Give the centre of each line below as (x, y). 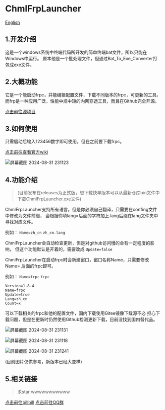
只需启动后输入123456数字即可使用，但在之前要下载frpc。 (65, 142)
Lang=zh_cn (16, 299)
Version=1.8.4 (20, 286)
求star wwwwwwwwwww (44, 392)
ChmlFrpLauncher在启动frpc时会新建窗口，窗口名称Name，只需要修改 (77, 260)
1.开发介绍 (21, 40)
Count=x (13, 304)
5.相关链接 (21, 379)
